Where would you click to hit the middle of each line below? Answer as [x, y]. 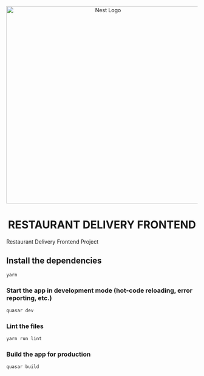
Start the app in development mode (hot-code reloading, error [100, 290]
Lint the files [25, 326]
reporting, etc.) [29, 298]
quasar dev [20, 310]
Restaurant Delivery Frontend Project [53, 241]
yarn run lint [24, 339]
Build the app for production [49, 354]
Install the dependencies [54, 261]
